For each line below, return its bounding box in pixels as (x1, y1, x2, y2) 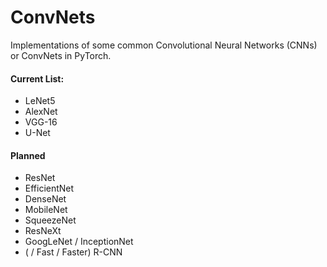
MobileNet (24, 204, 68, 216)
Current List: (10, 72, 65, 85)
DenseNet (24, 193, 67, 205)
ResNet (24, 172, 56, 184)
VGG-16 (24, 116, 58, 128)
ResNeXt (24, 225, 62, 237)
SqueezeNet (24, 214, 77, 226)
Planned (10, 149, 46, 161)
